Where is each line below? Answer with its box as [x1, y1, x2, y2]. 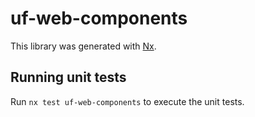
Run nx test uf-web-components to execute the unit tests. [10, 95, 245, 107]
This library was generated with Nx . [10, 40, 157, 52]
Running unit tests [10, 69, 127, 86]
